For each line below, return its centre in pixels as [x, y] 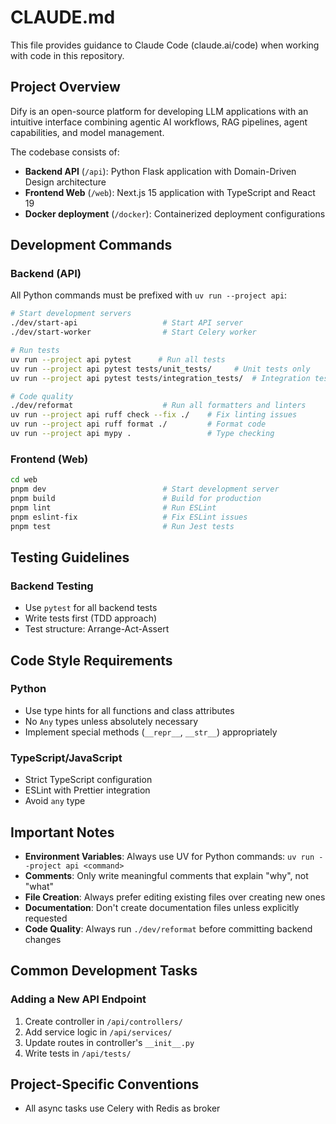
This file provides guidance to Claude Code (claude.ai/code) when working [165, 45]
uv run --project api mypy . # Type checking [142, 434]
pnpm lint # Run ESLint [113, 507]
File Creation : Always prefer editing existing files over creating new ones [175, 897]
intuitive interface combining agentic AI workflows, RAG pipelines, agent [159, 122]
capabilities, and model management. [87, 132]
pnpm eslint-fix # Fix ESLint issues [129, 517]
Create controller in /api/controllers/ [103, 1021]
